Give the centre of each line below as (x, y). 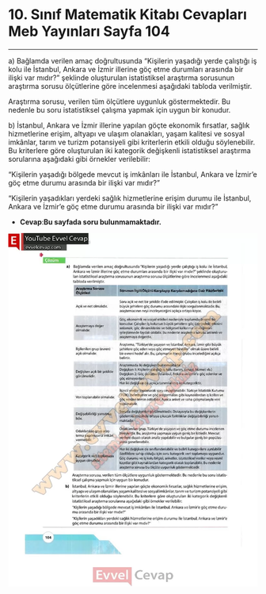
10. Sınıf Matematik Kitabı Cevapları (128, 15)
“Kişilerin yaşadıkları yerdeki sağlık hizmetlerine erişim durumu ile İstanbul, (130, 198)
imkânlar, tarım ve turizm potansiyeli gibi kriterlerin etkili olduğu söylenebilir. (132, 142)
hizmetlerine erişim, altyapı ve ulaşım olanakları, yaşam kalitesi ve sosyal (127, 133)
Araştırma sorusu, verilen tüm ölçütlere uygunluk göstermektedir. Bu (120, 102)
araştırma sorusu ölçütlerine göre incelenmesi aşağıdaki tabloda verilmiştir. (130, 86)
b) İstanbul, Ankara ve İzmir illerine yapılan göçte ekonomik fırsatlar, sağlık (129, 125)
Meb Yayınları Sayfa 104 (89, 31)
